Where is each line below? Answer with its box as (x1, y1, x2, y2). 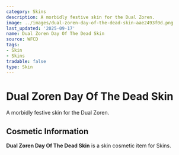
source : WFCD (6, 36, 39, 42)
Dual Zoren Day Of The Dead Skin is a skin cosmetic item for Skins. (6, 142, 172, 149)
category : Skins (6, 8, 46, 15)
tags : (6, 42, 20, 48)
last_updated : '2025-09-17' (6, 25, 76, 31)
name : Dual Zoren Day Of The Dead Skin (6, 31, 105, 37)
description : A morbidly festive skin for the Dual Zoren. (6, 14, 155, 20)
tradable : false (6, 58, 46, 64)
